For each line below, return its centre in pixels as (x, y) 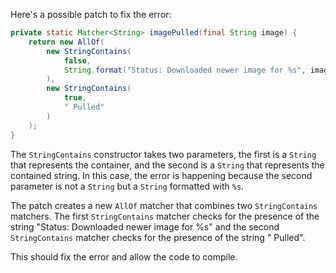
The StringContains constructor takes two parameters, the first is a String (163, 154)
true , (75, 98)
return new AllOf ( (66, 42)
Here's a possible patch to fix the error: (91, 14)
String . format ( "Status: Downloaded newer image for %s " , (185, 70)
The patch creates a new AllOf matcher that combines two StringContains (164, 205)
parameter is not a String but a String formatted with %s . (127, 186)
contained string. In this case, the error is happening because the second (161, 175)
